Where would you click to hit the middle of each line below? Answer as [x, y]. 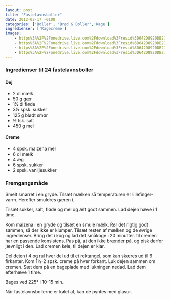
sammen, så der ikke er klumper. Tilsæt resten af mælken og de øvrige [79, 230]
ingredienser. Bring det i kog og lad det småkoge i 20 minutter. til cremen [81, 236]
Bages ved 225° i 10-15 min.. [35, 282]
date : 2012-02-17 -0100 [30, 19]
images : [13, 33]
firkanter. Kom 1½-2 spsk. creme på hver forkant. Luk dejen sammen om [80, 261]
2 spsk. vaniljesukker [34, 170]
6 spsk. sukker [28, 165]
